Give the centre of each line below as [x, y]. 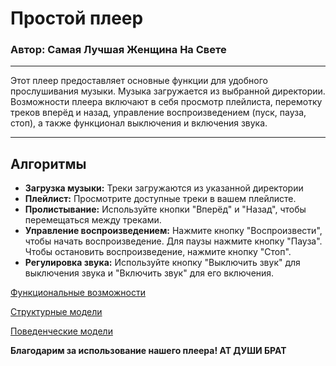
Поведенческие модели [61, 331]
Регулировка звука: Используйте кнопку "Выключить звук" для [162, 263]
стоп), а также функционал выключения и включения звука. [139, 123]
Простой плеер [77, 18]
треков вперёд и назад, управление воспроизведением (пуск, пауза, [158, 113]
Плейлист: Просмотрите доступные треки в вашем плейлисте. [160, 199]
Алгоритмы [48, 163]
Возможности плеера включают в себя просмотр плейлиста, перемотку [166, 102]
